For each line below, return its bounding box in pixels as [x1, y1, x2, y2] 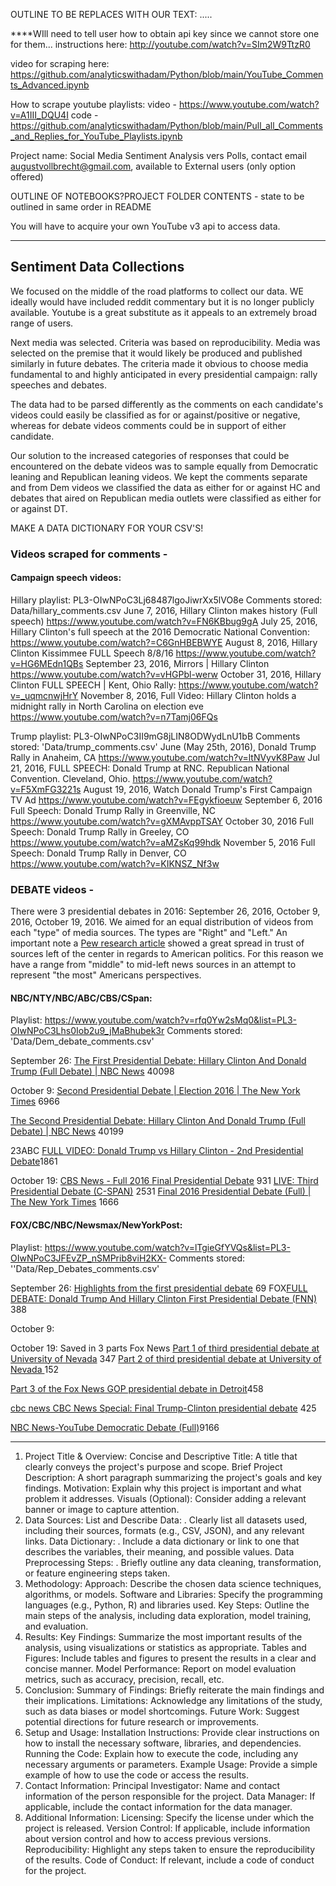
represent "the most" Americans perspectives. [10, 969, 202, 981]
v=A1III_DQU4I [10, 109, 69, 121]
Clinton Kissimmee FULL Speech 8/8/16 [10, 647, 174, 659]
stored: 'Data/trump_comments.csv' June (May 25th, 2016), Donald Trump [10, 740, 317, 753]
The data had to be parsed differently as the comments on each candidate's [10, 398, 324, 410]
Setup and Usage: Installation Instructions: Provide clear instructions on [24, 1726, 320, 1738]
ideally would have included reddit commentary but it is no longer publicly [10, 295, 315, 308]
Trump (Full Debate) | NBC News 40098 [10, 1065, 175, 1078]
